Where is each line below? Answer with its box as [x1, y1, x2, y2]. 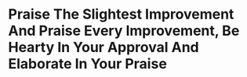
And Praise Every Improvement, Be [8, 22, 240, 40]
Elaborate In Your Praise [8, 55, 167, 73]
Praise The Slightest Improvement [8, 5, 234, 23]
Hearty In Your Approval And [8, 39, 199, 56]
